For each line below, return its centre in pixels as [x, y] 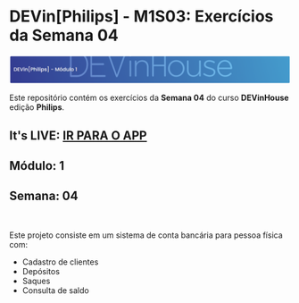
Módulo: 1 [37, 166]
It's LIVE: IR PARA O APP [78, 135]
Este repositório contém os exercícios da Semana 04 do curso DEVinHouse [149, 98]
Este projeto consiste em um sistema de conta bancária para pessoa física [146, 235]
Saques [36, 281]
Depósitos [41, 271]
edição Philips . [37, 107]
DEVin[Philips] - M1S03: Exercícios [141, 17]
